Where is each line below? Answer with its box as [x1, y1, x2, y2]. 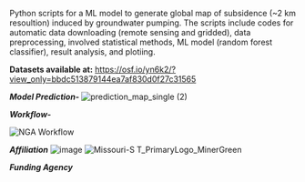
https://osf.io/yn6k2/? [95, 64, 176, 75]
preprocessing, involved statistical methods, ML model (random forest [9, 36, 273, 47]
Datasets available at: [9, 64, 94, 75]
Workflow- [9, 109, 52, 119]
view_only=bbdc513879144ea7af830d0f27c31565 [9, 74, 197, 85]
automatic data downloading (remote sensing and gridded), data [9, 27, 251, 37]
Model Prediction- [9, 91, 80, 102]
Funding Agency [9, 162, 74, 172]
